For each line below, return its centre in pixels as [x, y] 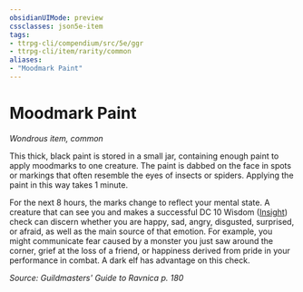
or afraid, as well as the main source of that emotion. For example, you [141, 231]
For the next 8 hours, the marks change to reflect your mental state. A [140, 202]
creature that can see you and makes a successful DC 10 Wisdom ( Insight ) [149, 212]
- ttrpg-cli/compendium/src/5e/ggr [77, 43]
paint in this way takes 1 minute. [69, 185]
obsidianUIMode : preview [56, 18]
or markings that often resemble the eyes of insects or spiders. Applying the [151, 175]
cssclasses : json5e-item [56, 26]
